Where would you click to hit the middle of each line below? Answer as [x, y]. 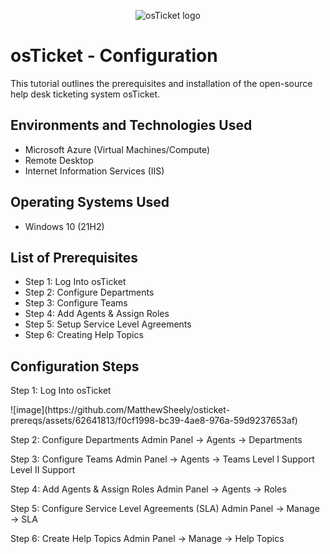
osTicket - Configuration [114, 56]
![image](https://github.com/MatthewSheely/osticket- [120, 410]
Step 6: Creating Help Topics [84, 335]
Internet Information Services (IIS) [94, 171]
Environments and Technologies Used [131, 125]
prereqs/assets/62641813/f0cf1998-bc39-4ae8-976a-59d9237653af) [154, 421]
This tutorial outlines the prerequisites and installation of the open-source [161, 83]
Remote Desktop [59, 160]
